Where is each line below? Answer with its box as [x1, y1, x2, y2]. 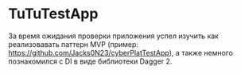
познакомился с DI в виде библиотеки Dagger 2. [8, 56, 173, 66]
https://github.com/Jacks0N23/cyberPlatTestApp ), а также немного [8, 48, 233, 57]
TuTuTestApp [8, 5, 99, 23]
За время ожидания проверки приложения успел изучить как [8, 31, 219, 41]
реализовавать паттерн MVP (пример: [8, 39, 139, 49]
